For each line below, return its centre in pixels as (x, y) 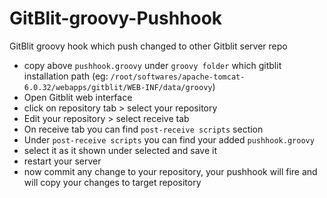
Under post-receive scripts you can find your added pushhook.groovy (169, 139)
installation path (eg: (66, 76)
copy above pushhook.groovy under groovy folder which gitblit (152, 65)
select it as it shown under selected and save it (120, 150)
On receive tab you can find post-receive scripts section (143, 129)
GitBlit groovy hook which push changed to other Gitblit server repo (148, 46)
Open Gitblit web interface (78, 97)
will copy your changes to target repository (112, 182)
